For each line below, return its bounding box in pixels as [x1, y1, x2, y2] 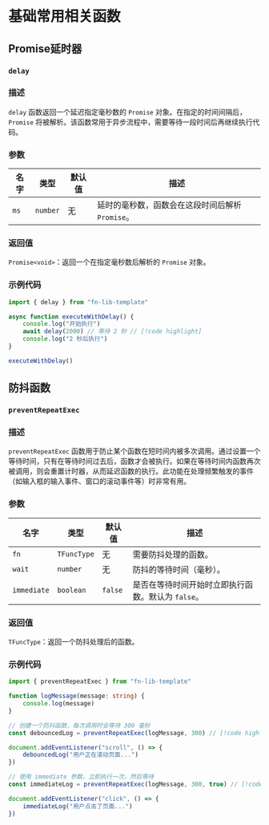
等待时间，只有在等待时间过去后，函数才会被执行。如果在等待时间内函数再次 [8, 457, 261, 466]
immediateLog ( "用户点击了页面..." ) [22, 802, 133, 811]
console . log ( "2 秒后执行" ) [22, 335, 108, 343]
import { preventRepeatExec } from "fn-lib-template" [8, 677, 192, 686]
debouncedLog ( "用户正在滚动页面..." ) [22, 751, 139, 759]
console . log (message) [22, 700, 94, 708]
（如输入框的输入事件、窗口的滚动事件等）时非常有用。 [8, 477, 191, 486]
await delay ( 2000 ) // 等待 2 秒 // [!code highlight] [22, 327, 203, 335]
